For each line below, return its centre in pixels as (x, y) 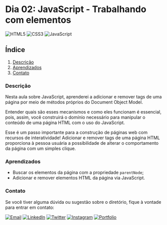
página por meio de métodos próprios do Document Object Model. (74, 102)
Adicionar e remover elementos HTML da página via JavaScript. (79, 178)
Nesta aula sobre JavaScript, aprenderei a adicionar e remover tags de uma (83, 97)
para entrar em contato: (30, 207)
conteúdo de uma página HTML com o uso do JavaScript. (65, 123)
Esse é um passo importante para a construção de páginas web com (76, 133)
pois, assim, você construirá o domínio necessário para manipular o (75, 118)
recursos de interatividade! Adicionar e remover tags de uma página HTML (82, 138)
